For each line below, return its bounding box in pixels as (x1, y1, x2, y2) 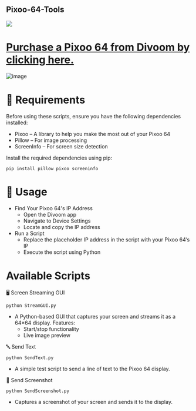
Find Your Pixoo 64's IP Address (14, 204, 93, 211)
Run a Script (14, 230, 45, 237)
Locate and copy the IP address (23, 223, 101, 230)
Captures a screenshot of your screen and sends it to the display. (14, 398, 173, 405)
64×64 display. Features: (14, 319, 75, 326)
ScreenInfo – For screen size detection (14, 142, 109, 150)
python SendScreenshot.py (6, 388, 69, 394)
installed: (6, 119, 28, 126)
